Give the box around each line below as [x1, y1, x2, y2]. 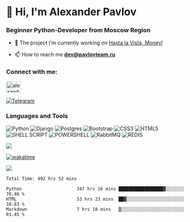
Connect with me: [6, 68, 58, 76]
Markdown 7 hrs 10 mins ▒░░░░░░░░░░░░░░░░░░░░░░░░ [6, 207, 184, 213]
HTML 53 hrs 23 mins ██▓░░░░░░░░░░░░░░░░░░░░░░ [6, 196, 184, 202]
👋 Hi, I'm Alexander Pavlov [6, 5, 137, 19]
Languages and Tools [6, 112, 68, 120]
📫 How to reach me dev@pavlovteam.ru [14, 51, 116, 58]
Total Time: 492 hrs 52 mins [6, 176, 77, 182]
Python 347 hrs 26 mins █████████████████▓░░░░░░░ [6, 186, 184, 192]
